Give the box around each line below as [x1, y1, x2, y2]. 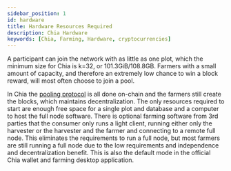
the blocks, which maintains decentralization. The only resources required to [7, 97, 225, 105]
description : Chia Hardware [7, 29, 88, 37]
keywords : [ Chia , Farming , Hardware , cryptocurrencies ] [7, 36, 171, 43]
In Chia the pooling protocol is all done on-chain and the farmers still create [7, 90, 222, 99]
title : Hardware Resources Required [7, 23, 112, 30]
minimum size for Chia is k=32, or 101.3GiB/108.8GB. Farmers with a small [7, 62, 217, 70]
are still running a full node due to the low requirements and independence [7, 141, 219, 150]
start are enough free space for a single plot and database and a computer [7, 105, 219, 113]
